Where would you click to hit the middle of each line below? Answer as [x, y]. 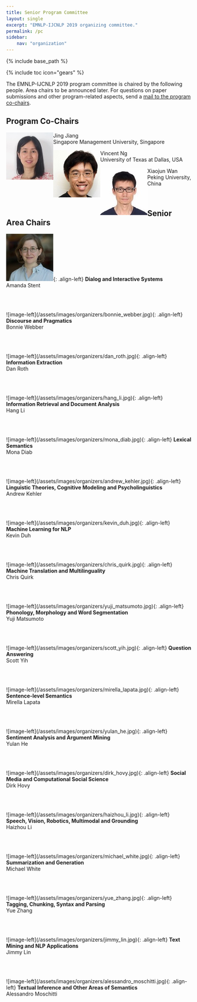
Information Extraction [34, 362]
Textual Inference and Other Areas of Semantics [78, 987]
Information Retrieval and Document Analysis [63, 404]
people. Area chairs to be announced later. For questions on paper [86, 90]
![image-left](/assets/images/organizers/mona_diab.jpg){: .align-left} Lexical [99, 439]
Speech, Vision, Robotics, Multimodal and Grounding [72, 821]
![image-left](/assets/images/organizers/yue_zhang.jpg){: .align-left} [89, 898]
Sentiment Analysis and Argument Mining [58, 737]
